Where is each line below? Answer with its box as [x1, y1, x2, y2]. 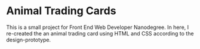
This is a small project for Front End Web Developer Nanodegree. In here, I [6, 24, 189, 31]
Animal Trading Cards [6, 4, 116, 18]
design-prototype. [6, 36, 51, 43]
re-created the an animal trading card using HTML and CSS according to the [6, 30, 194, 37]
